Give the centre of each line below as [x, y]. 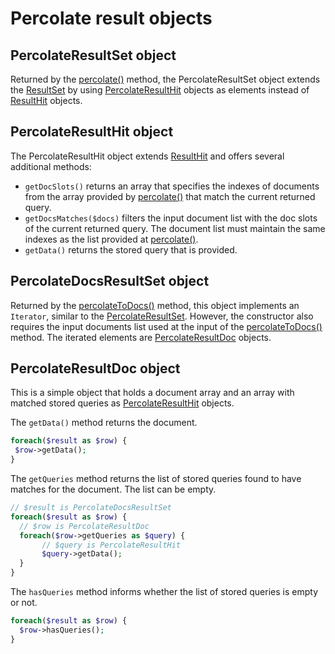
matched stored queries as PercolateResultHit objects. [122, 403]
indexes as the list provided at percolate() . [111, 239]
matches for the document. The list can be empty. [113, 489]
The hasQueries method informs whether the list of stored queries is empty [164, 592]
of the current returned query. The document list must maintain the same [175, 228]
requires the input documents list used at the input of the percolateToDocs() [166, 326]
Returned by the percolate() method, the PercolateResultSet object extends [165, 79]
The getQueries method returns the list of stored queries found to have [156, 479]
